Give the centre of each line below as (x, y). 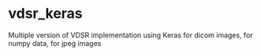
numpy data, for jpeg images (55, 43)
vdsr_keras (45, 14)
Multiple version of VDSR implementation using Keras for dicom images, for (131, 35)
